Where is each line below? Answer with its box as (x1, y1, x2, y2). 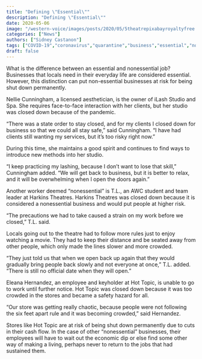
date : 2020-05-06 (6, 20, 50, 26)
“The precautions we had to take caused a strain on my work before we (6, 212, 183, 219)
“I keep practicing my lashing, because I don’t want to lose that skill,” (6, 162, 177, 170)
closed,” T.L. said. (6, 218, 50, 225)
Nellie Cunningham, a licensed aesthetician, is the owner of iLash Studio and (6, 95, 196, 103)
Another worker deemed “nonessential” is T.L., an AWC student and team (6, 187, 188, 194)
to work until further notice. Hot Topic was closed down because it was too (6, 285, 192, 293)
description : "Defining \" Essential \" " (6, 14, 106, 21)
